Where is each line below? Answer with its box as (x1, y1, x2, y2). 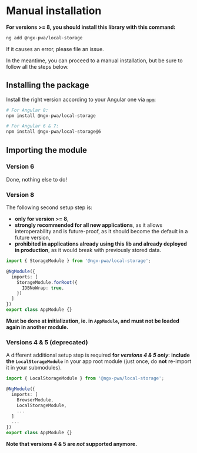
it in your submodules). (6, 364, 62, 371)
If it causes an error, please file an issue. (6, 45, 104, 52)
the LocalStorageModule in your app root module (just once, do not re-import (6, 358, 192, 365)
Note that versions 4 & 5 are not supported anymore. (6, 441, 138, 448)
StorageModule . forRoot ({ (16, 279, 78, 286)
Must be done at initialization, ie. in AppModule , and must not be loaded (6, 317, 179, 324)
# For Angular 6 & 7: (6, 123, 59, 129)
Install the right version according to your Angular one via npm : (6, 96, 156, 103)
